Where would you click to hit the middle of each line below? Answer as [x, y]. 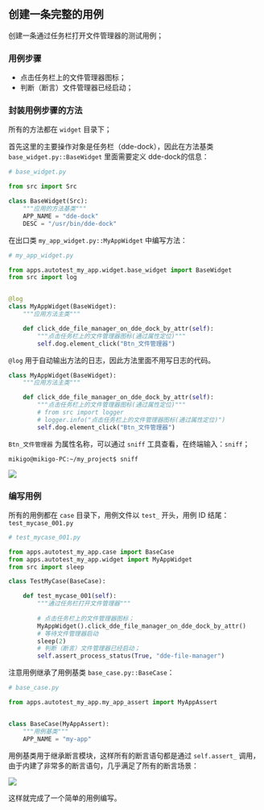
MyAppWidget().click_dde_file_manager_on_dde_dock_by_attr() [142, 626]
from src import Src [43, 187]
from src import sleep [46, 567]
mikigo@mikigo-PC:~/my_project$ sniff [73, 459]
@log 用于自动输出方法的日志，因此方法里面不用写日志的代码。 [112, 360]
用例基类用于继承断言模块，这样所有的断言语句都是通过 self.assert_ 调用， [134, 755]
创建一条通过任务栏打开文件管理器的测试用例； [86, 35]
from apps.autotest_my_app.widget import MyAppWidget [101, 559]
